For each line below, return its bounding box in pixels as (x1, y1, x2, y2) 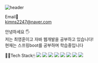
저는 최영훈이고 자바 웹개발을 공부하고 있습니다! (5, 37, 94, 42)
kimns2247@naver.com (5, 19, 52, 25)
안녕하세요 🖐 (5, 29, 30, 35)
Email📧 (5, 14, 19, 19)
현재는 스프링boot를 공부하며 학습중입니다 (5, 42, 84, 48)
